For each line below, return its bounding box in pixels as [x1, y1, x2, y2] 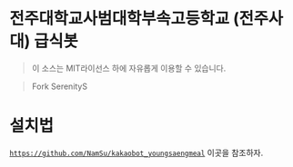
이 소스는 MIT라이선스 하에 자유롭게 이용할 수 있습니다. [31, 63, 227, 74]
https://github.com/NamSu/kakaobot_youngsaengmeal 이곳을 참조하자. [9, 147, 264, 158]
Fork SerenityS [31, 81, 88, 92]
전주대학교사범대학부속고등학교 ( [9, 8, 239, 29]
